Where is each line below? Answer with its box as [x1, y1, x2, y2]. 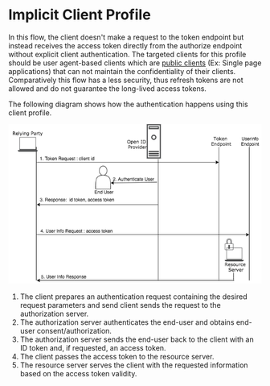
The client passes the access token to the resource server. [19, 351, 215, 361]
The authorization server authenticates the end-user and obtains [19, 317, 235, 327]
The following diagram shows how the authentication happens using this [8, 99, 248, 109]
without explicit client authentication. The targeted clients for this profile [8, 49, 247, 59]
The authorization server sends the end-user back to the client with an [19, 334, 255, 344]
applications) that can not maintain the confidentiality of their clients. [8, 66, 236, 76]
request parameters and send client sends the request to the [19, 300, 221, 309]
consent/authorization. [36, 326, 112, 335]
